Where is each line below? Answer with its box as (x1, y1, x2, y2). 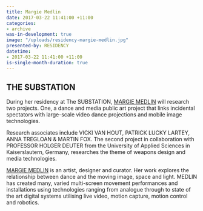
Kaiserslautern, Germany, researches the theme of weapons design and (6, 149, 186, 156)
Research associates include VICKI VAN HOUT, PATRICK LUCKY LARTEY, (6, 129, 190, 136)
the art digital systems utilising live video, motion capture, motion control (6, 192, 188, 200)
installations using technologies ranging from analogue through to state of (6, 186, 191, 193)
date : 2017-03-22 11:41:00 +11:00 (6, 15, 94, 21)
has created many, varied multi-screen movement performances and (6, 179, 178, 187)
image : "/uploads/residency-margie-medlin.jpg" (6, 37, 129, 43)
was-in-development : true (6, 32, 72, 38)
